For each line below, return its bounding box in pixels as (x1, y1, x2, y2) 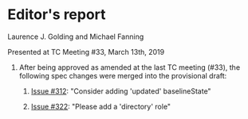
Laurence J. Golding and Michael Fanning (7, 32, 144, 41)
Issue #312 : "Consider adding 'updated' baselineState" (30, 86, 212, 96)
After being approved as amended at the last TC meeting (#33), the (18, 62, 241, 72)
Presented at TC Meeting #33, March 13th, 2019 (7, 47, 165, 56)
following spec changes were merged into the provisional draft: (18, 71, 227, 80)
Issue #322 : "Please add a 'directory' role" (30, 102, 171, 111)
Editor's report (7, 6, 106, 24)
